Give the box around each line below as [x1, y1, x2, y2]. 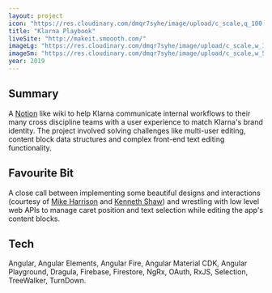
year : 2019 [8, 57, 45, 66]
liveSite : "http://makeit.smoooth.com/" [8, 34, 147, 43]
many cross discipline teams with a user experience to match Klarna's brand [8, 117, 263, 126]
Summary [8, 87, 59, 101]
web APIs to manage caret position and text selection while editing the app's [8, 205, 264, 214]
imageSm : [8, 49, 38, 57]
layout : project [8, 11, 63, 20]
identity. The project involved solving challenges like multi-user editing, [8, 125, 246, 135]
